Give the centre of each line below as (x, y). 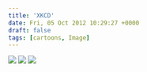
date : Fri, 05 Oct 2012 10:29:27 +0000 (74, 23)
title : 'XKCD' (32, 15)
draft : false (30, 30)
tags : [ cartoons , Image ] (49, 38)
